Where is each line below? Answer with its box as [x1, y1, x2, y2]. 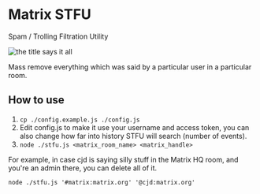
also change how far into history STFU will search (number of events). [19, 131, 247, 140]
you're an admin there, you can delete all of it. [8, 163, 158, 173]
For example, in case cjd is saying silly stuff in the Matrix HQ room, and [8, 155, 239, 164]
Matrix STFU [8, 6, 92, 24]
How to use [8, 93, 65, 107]
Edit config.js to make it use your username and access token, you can [19, 122, 250, 132]
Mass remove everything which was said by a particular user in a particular [8, 62, 252, 72]
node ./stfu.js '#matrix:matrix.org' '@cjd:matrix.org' [8, 178, 195, 186]
